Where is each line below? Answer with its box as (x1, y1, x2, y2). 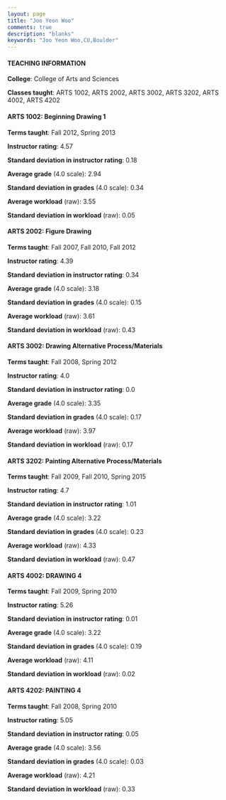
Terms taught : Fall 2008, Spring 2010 (7, 702, 118, 710)
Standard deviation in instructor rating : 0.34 (7, 270, 140, 279)
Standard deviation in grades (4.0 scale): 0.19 (7, 642, 142, 651)
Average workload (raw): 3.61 (7, 311, 96, 320)
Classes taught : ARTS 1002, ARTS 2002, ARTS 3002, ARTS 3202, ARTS (7, 88, 220, 97)
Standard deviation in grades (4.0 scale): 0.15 (7, 298, 142, 306)
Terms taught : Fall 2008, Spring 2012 (7, 357, 117, 366)
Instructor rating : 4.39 (7, 257, 74, 265)
